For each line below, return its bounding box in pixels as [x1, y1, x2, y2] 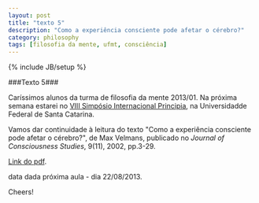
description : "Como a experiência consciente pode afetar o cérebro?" [8, 26, 245, 34]
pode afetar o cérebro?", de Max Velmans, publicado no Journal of [8, 133, 225, 142]
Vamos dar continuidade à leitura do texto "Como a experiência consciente [8, 125, 252, 135]
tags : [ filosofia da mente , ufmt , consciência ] [8, 41, 168, 49]
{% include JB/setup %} [8, 62, 87, 72]
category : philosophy [8, 33, 80, 42]
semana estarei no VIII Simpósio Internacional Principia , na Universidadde [8, 101, 247, 111]
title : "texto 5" [8, 19, 65, 27]
